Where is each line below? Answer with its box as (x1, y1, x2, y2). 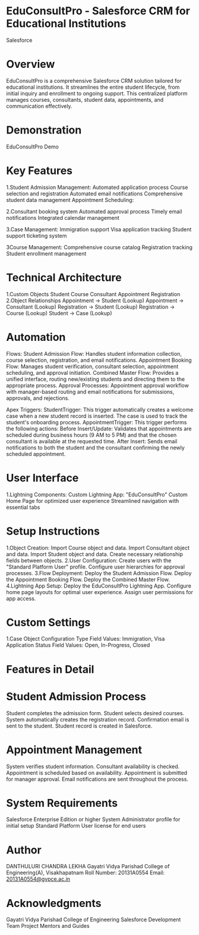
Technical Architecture (6, 271, 122, 284)
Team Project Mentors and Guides (6, 922, 90, 930)
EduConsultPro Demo (6, 143, 59, 150)
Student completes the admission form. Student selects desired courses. (6, 709, 185, 716)
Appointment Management (6, 743, 143, 756)
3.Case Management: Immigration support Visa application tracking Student (6, 225, 192, 233)
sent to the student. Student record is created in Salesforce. (6, 722, 153, 729)
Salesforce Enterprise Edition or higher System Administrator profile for (6, 816, 181, 823)
